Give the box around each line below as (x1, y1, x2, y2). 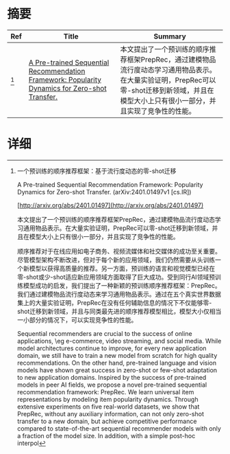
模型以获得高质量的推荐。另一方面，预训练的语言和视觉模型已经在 (29, 264, 216, 272)
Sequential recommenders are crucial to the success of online (16, 329, 193, 337)
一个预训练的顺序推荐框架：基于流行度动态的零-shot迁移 (16, 166, 177, 175)
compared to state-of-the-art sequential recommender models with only (16, 424, 221, 433)
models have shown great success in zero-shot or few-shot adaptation (16, 365, 218, 374)
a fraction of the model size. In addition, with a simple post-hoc (16, 431, 196, 440)
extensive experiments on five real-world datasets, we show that (16, 402, 200, 411)
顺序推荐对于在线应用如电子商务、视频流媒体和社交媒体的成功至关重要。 (16, 247, 221, 255)
